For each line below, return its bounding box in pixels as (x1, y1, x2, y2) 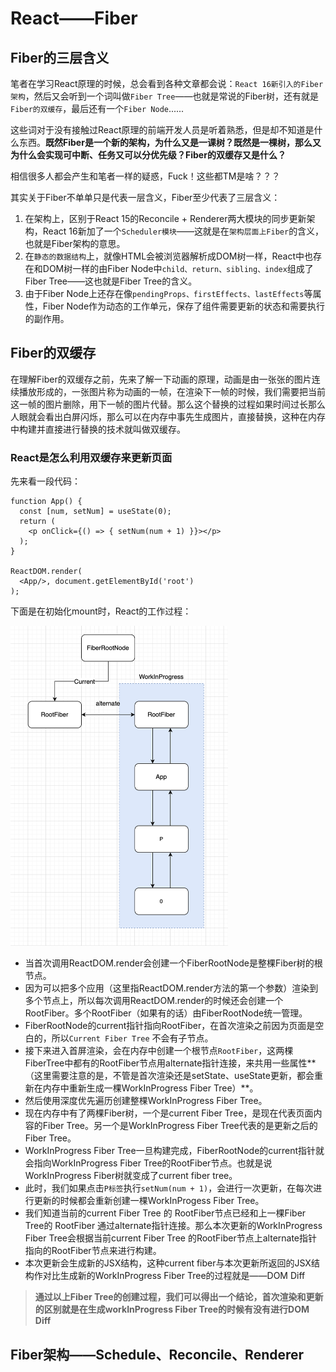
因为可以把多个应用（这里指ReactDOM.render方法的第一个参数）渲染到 (24, 982, 319, 994)
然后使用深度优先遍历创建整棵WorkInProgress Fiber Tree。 (24, 1095, 268, 1107)
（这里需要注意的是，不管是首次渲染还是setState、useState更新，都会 (24, 1070, 315, 1082)
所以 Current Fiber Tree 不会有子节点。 (51, 1032, 214, 1044)
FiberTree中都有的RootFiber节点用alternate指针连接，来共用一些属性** (24, 1057, 317, 1069)
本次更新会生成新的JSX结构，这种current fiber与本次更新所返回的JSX (24, 1257, 312, 1269)
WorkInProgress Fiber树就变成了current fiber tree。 (24, 1170, 238, 1182)
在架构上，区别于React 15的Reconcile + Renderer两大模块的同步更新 (24, 213, 307, 224)
